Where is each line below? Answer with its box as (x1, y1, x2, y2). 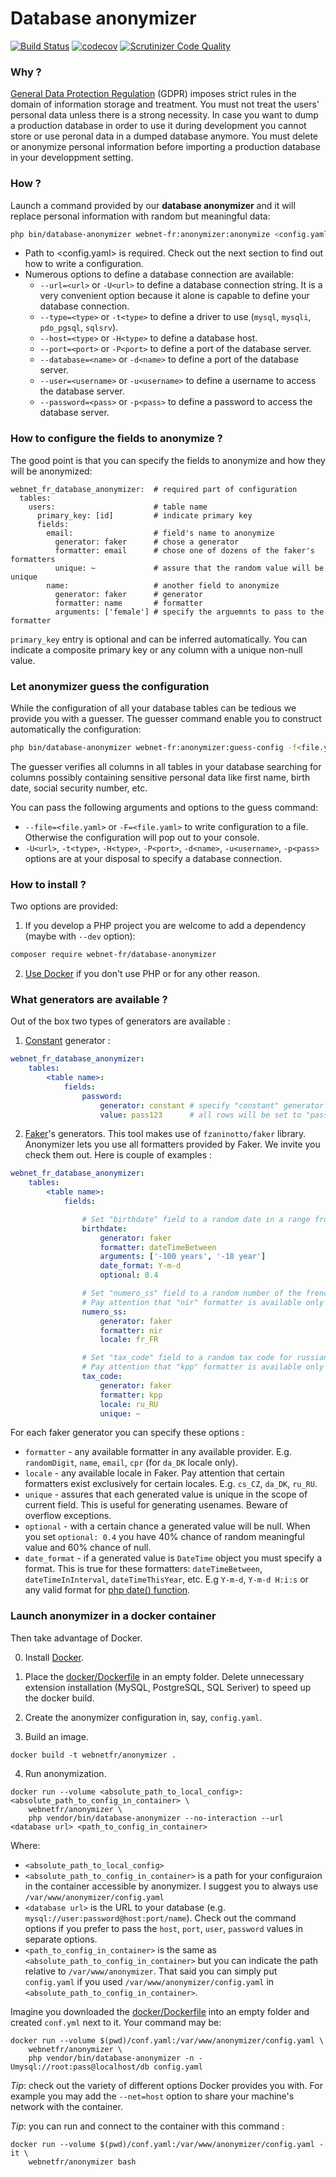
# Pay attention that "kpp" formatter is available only (81, 1362, 325, 1372)
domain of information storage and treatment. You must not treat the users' (10, 98, 320, 111)
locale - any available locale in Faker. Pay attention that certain (24, 1467, 285, 1479)
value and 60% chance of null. (24, 1542, 152, 1554)
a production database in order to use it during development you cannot (10, 120, 307, 132)
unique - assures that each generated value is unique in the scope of (24, 1488, 308, 1501)
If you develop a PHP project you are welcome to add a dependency (24, 920, 307, 932)
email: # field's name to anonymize (46, 528, 275, 538)
